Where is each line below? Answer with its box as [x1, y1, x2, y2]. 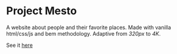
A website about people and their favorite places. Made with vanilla [6, 24, 172, 31]
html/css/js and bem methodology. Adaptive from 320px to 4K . [6, 30, 161, 37]
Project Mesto [6, 4, 77, 18]
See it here [6, 42, 33, 49]
